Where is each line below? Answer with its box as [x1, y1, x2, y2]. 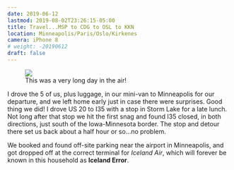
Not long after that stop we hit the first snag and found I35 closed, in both [7, 112, 221, 121]
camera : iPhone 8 [7, 37, 59, 44]
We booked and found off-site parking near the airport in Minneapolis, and [7, 140, 224, 149]
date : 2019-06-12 [7, 10, 59, 18]
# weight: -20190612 [7, 43, 69, 50]
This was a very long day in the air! [25, 75, 127, 85]
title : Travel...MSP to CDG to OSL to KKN [7, 23, 134, 30]
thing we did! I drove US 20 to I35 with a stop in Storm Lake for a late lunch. [7, 104, 228, 113]
